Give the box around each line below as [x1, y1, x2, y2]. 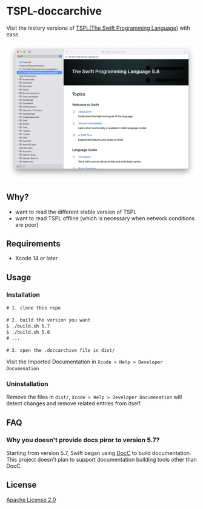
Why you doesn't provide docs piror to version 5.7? [6, 436, 160, 444]
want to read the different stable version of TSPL [15, 208, 137, 215]
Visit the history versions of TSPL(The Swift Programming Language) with [6, 24, 191, 32]
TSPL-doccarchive [6, 4, 102, 18]
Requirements [6, 238, 61, 249]
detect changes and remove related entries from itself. [6, 400, 142, 407]
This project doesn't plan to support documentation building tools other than [6, 456, 197, 463]
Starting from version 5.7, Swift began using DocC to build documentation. [6, 449, 191, 456]
